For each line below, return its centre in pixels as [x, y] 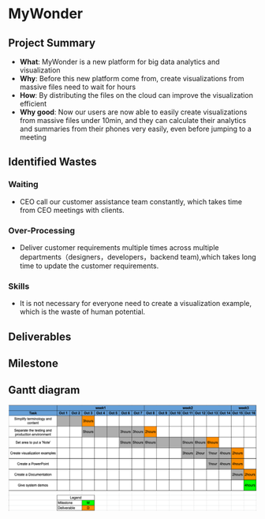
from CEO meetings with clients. [72, 210]
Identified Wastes [52, 162]
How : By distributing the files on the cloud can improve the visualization [136, 95]
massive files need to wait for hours [78, 87]
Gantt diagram [44, 390]
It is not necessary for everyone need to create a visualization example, [136, 304]
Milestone [34, 364]
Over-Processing [42, 230]
